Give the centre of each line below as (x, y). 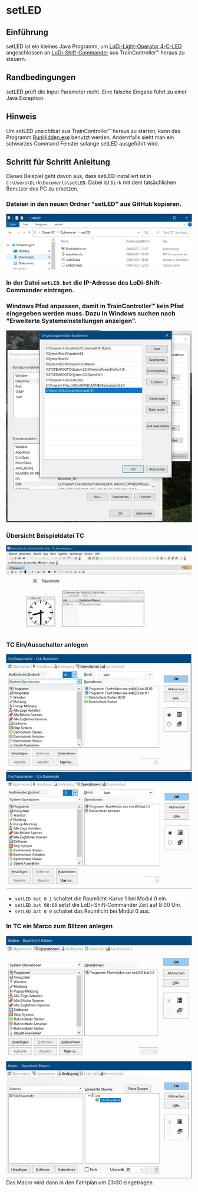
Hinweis (21, 117)
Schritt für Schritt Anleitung (58, 162)
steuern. (16, 59)
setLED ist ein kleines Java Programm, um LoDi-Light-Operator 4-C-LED (94, 46)
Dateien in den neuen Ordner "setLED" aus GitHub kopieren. (94, 204)
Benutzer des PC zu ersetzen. (42, 189)
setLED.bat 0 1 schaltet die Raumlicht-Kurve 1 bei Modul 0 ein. (91, 898)
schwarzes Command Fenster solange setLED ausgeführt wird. (83, 143)
